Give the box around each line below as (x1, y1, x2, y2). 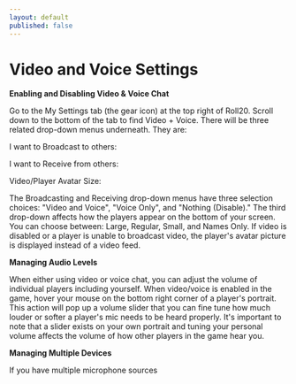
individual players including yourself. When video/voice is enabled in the (9, 284, 272, 295)
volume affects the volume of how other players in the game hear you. (9, 331, 265, 342)
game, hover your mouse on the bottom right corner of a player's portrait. (9, 293, 277, 303)
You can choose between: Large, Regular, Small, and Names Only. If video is (9, 221, 287, 232)
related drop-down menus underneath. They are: (9, 125, 187, 135)
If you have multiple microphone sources (9, 365, 158, 376)
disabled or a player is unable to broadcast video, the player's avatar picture (9, 231, 286, 242)
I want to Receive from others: (9, 158, 119, 169)
